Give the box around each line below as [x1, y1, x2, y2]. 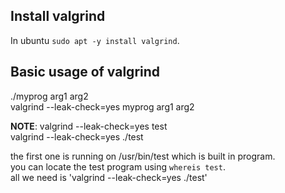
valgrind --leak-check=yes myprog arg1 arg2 [10, 100, 195, 113]
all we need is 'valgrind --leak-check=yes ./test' [10, 171, 208, 183]
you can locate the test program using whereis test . [10, 160, 226, 173]
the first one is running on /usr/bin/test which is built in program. [10, 150, 276, 162]
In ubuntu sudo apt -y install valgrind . [10, 34, 180, 46]
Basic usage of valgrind [10, 64, 161, 81]
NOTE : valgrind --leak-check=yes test [10, 120, 168, 132]
